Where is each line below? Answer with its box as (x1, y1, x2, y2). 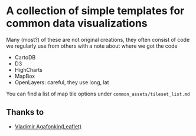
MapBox (14, 72, 35, 79)
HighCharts (14, 66, 43, 73)
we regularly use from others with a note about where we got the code (6, 42, 178, 49)
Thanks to (6, 107, 44, 117)
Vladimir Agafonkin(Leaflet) (14, 122, 82, 130)
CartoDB (14, 54, 36, 61)
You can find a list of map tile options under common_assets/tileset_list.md (6, 90, 190, 97)
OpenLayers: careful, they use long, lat (14, 78, 109, 86)
